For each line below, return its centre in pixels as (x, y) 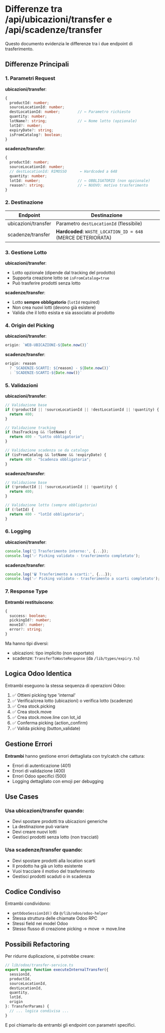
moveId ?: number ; (27, 625)
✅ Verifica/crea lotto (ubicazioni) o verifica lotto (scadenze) (72, 701)
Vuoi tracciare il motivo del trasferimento (53, 871)
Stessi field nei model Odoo (40, 924)
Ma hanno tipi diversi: (27, 643)
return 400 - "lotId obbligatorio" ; (47, 514)
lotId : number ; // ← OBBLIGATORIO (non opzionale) (80, 181)
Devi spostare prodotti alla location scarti (54, 861)
